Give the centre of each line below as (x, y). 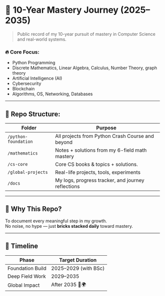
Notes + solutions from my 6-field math (101, 150)
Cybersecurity (27, 83)
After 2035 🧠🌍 (69, 284)
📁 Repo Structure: (33, 114)
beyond (64, 142)
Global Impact (24, 285)
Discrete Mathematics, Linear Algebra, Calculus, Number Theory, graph (84, 68)
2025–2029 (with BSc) (78, 268)
